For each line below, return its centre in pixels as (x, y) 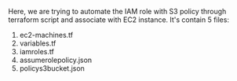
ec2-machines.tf (46, 35)
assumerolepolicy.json (56, 60)
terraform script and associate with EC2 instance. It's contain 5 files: (119, 20)
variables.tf (38, 43)
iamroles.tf (37, 52)
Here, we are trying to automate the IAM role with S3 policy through (117, 11)
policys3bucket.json (52, 68)
